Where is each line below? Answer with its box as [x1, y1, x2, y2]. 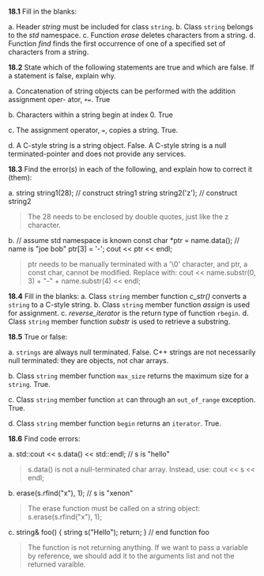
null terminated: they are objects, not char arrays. [8, 356, 169, 365]
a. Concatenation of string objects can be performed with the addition [8, 86, 236, 96]
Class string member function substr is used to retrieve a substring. [8, 316, 231, 326]
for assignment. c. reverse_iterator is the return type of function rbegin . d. [8, 309, 249, 317]
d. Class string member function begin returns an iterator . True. [8, 419, 221, 428]
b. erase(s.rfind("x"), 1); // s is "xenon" [8, 488, 134, 498]
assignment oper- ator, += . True [8, 95, 111, 104]
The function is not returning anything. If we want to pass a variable [27, 543, 249, 552]
